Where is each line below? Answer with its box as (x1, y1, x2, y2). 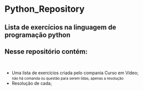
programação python (4, 30, 71, 39)
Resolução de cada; (11, 80, 52, 87)
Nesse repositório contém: (4, 47, 88, 56)
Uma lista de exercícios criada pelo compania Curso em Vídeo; (11, 70, 139, 76)
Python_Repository (4, 3, 85, 15)
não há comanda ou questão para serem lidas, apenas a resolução (11, 76, 124, 81)
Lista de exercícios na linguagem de (4, 23, 117, 31)
